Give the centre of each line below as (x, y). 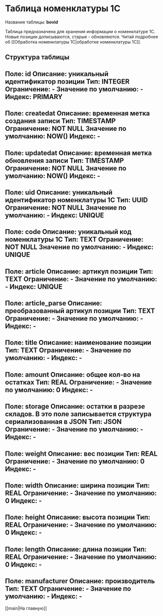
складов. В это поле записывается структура (78, 414)
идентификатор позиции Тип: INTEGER (67, 81)
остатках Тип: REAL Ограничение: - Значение (79, 382)
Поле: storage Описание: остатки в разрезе (75, 407)
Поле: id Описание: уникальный (57, 74)
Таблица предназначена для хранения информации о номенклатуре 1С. (80, 31)
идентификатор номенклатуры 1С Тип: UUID (76, 200)
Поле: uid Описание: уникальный (59, 192)
